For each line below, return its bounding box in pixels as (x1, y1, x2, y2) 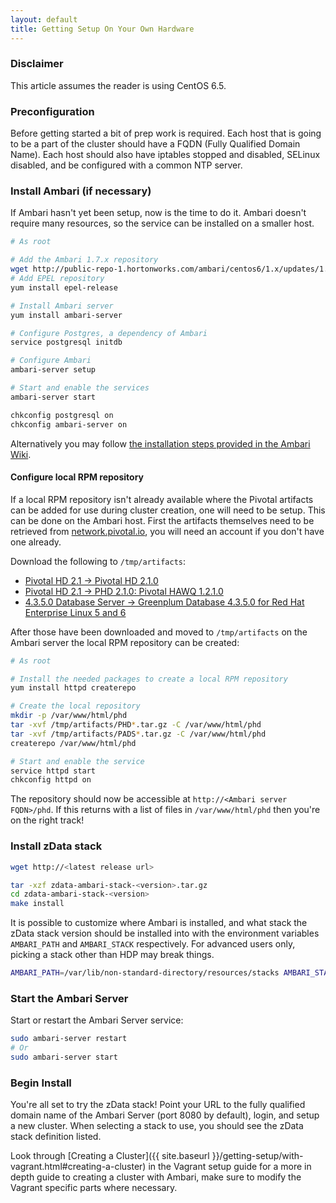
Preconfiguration (10, 104, 95, 118)
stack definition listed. (10, 1131, 102, 1143)
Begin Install (10, 1076, 72, 1090)
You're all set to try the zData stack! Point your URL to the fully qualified (10, 1099, 306, 1111)
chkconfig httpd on (10, 775, 92, 785)
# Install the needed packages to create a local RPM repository (10, 674, 288, 684)
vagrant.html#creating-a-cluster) (10, 1161, 147, 1173)
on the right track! (10, 814, 85, 826)
